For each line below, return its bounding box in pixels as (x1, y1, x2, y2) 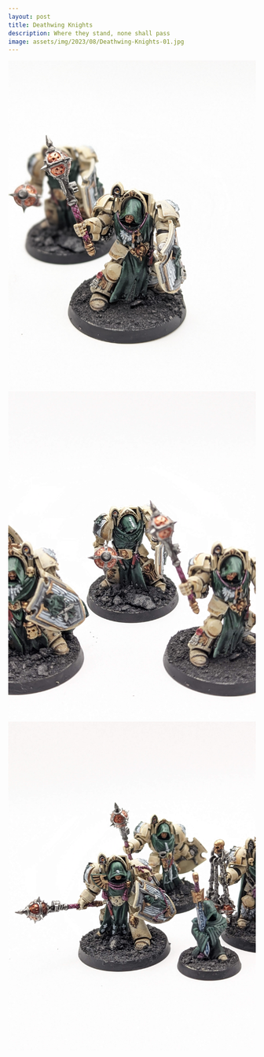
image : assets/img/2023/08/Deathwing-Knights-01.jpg (8, 38, 185, 46)
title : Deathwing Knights (8, 20, 93, 29)
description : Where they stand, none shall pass (8, 29, 170, 37)
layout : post (8, 13, 51, 20)
